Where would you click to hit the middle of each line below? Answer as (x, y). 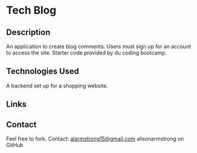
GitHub (15, 145)
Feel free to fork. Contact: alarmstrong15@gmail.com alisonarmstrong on (95, 139)
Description (28, 32)
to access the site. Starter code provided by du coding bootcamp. (87, 53)
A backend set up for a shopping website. (57, 85)
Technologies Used (42, 71)
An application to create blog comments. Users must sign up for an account (99, 46)
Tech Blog (31, 10)
